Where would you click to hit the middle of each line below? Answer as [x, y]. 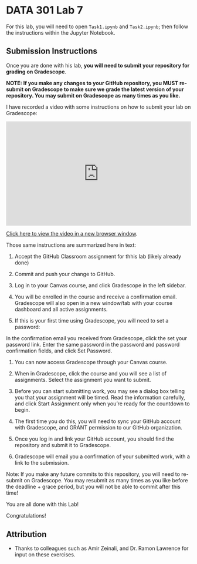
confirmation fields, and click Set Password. [59, 351]
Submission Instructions [52, 51]
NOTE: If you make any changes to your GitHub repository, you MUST [92, 83]
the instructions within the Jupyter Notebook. [61, 32]
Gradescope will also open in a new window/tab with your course [94, 303]
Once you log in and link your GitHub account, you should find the [94, 439]
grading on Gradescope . [36, 72]
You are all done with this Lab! [43, 504]
